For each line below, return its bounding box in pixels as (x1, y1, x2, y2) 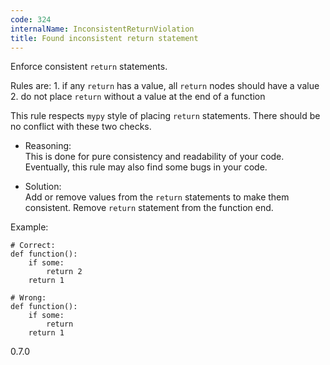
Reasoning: (24, 140, 72, 152)
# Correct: (10, 241, 56, 251)
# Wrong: (10, 293, 47, 303)
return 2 (46, 267, 83, 277)
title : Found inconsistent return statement (10, 33, 199, 43)
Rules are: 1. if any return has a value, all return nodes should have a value (10, 80, 320, 92)
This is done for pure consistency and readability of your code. (24, 151, 285, 163)
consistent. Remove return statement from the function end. (24, 202, 274, 214)
